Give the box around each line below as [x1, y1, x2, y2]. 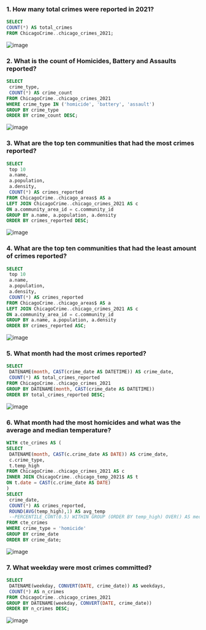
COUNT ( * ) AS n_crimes [9, 588, 64, 594]
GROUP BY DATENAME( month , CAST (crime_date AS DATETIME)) [6, 386, 155, 392]
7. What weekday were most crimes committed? [6, 563, 152, 572]
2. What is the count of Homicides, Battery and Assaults [6, 56, 177, 65]
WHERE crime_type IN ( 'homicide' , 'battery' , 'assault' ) [6, 101, 155, 107]
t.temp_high [9, 462, 40, 469]
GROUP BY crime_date [6, 531, 59, 537]
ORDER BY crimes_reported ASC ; [6, 323, 86, 329]
